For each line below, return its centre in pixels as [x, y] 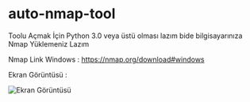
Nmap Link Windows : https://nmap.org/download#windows [106, 59]
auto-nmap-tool [62, 14]
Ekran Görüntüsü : [38, 74]
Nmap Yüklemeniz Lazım [49, 43]
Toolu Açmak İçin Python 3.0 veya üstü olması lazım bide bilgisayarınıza [125, 36]
